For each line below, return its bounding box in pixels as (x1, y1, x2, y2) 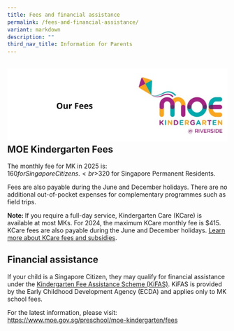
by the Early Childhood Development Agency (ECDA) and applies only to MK (7, 287, 227, 295)
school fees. (7, 295, 43, 303)
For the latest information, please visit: (7, 308, 117, 316)
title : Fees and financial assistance (7, 11, 120, 18)
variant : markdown (7, 26, 61, 33)
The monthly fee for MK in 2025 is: (7, 162, 108, 170)
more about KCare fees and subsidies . (7, 233, 117, 241)
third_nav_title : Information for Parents (7, 41, 133, 48)
